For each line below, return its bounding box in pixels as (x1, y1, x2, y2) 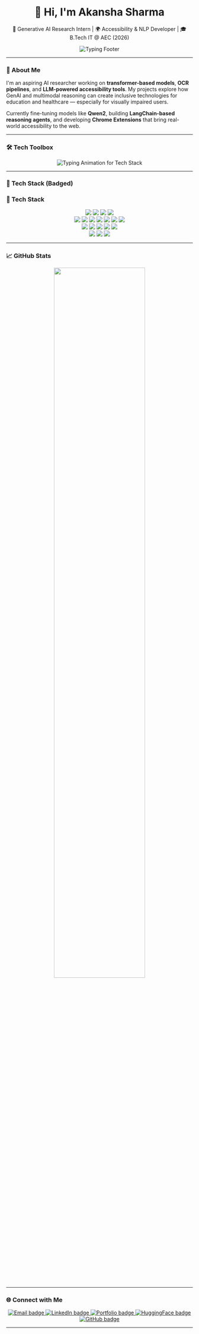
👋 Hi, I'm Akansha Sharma (34, 5, 165, 19)
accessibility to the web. (21, 122, 81, 130)
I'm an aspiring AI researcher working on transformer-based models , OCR (6, 80, 190, 87)
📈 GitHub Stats (6, 251, 52, 260)
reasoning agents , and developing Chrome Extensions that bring (6, 116, 167, 124)
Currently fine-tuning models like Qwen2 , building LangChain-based (6, 110, 175, 117)
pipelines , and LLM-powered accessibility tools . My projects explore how (6, 86, 188, 93)
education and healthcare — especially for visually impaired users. (6, 98, 169, 106)
